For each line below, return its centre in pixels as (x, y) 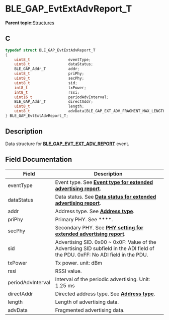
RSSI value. (68, 271)
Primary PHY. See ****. (84, 219)
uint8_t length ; (49, 106)
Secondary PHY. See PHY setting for (99, 227)
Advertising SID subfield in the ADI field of (105, 248)
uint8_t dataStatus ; (54, 64)
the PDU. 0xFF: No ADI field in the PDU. (102, 254)
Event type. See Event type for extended (104, 182)
